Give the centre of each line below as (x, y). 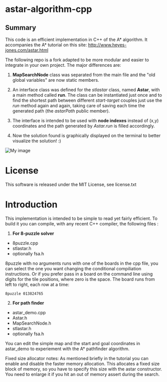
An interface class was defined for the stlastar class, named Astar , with (86, 90)
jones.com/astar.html (27, 50)
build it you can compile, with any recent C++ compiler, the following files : (82, 223)
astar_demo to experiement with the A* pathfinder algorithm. (67, 349)
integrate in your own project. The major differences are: (63, 65)
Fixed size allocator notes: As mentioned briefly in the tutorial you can (77, 358)
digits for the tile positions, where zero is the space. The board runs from (80, 279)
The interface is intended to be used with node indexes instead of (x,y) (85, 120)
